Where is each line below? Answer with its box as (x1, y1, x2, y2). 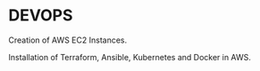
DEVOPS (8, 5, 73, 26)
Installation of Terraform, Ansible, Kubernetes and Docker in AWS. (8, 51, 252, 62)
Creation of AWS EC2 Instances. (8, 35, 127, 45)
